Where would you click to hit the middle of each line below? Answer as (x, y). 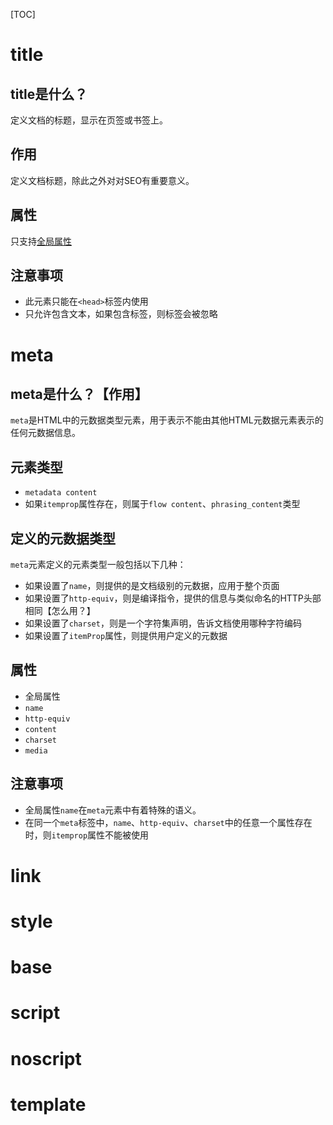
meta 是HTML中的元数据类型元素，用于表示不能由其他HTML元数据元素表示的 (167, 420)
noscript (46, 1058)
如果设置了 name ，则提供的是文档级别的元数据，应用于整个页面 (152, 586)
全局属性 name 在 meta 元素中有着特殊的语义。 (113, 810)
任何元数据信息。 (45, 433)
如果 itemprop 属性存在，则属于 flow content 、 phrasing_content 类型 (162, 504)
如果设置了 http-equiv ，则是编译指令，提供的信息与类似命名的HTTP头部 (173, 598)
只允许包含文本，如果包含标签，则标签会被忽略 (121, 314)
